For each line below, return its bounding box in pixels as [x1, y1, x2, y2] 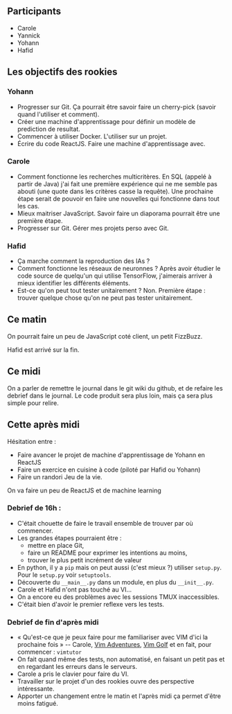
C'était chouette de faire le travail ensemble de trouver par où [17, 519, 193, 527]
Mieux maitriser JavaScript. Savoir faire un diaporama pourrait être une [17, 209, 220, 217]
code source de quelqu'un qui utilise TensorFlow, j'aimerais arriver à [17, 271, 213, 280]
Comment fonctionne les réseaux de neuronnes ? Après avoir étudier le [17, 265, 221, 273]
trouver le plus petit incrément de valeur [27, 555, 142, 564]
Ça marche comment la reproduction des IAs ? [17, 257, 150, 265]
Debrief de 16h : [7, 503, 62, 513]
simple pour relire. [7, 398, 59, 407]
